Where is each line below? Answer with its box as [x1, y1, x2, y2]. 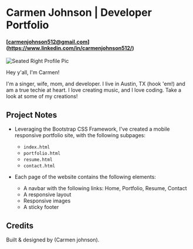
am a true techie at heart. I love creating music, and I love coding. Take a [6, 87, 182, 94]
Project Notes [6, 109, 57, 120]
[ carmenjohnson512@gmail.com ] [6, 38, 90, 45]
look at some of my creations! [6, 93, 78, 100]
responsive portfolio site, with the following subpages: [14, 132, 145, 139]
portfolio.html [23, 151, 60, 157]
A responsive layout [23, 191, 72, 198]
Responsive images [23, 197, 71, 204]
